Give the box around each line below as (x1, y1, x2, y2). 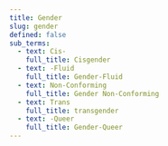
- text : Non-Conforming (17, 81, 107, 90)
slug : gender (9, 22, 59, 31)
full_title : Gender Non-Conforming (25, 89, 160, 98)
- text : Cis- (17, 47, 67, 56)
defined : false (9, 30, 67, 39)
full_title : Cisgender (25, 55, 111, 64)
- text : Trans (17, 97, 70, 107)
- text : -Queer (17, 114, 75, 123)
